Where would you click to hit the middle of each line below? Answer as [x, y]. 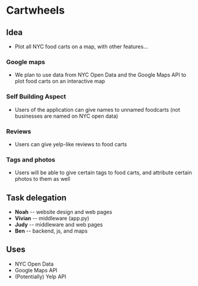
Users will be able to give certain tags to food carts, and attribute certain [103, 172]
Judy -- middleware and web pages [59, 224]
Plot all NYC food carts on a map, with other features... [81, 46]
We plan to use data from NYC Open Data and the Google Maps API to [100, 75]
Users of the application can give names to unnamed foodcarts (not [98, 109]
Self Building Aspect [36, 97]
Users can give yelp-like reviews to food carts [71, 144]
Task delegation [36, 198]
